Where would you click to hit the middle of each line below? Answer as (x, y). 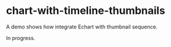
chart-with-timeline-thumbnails (86, 11)
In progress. (21, 38)
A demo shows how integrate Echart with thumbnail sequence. (82, 27)
